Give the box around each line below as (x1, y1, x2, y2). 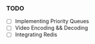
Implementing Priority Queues (14, 18, 89, 25)
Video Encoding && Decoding (14, 24, 88, 32)
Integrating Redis (14, 31, 58, 38)
